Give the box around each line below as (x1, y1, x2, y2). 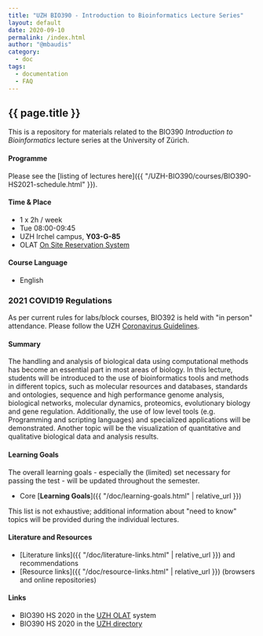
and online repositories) (19, 575, 97, 584)
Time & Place (8, 197, 52, 207)
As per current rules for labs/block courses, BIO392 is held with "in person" (8, 313, 253, 322)
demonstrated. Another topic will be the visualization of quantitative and (8, 424, 241, 433)
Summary (8, 339, 41, 348)
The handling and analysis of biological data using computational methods (8, 357, 249, 366)
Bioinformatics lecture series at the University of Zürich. (8, 135, 190, 145)
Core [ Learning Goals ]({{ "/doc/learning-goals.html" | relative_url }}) (19, 491, 242, 500)
